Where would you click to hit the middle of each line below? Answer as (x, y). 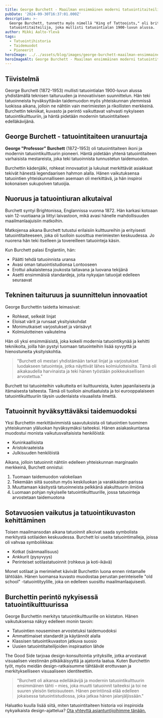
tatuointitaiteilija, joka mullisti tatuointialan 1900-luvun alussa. (82, 28)
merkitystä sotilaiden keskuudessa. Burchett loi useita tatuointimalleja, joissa (81, 537)
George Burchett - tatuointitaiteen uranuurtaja (76, 137)
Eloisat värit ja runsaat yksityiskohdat (49, 321)
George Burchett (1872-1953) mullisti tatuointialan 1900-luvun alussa (73, 91)
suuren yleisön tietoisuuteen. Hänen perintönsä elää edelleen (78, 691)
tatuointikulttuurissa (37, 604)
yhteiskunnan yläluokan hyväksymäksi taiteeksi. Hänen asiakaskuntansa (77, 428)
